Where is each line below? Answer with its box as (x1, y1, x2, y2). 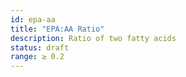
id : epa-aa (10, 14, 56, 25)
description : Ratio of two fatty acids (10, 33, 177, 43)
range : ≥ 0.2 (10, 52, 65, 62)
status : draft (10, 42, 70, 53)
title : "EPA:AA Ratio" (10, 24, 105, 34)
